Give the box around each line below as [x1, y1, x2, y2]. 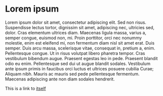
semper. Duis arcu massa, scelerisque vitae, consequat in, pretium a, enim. [5, 45, 156, 51]
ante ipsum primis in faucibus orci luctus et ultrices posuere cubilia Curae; [5, 65, 154, 71]
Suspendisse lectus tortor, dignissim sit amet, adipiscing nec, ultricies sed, [5, 24, 155, 30]
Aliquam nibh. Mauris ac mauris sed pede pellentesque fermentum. [5, 71, 140, 77]
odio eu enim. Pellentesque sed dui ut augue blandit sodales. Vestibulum [5, 61, 151, 66]
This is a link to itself [5, 85, 46, 91]
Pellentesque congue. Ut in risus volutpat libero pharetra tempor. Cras [5, 50, 145, 56]
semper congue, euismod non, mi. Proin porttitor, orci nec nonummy [5, 35, 142, 41]
